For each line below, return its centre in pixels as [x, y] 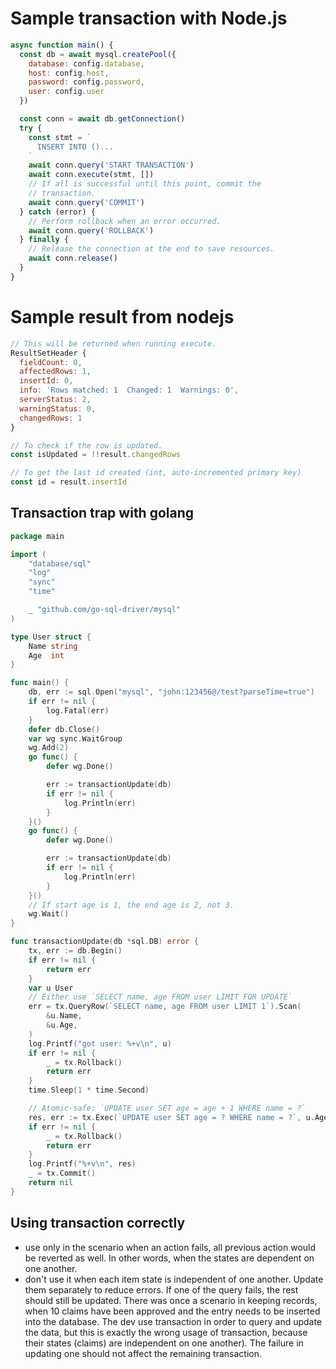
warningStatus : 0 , [58, 408]
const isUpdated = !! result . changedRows [96, 455]
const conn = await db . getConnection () [102, 119]
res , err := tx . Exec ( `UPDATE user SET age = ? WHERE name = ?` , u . [171, 1117]
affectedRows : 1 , [55, 372]
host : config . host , [69, 73]
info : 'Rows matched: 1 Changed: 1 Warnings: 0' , [129, 390]
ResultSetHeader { [48, 353]
